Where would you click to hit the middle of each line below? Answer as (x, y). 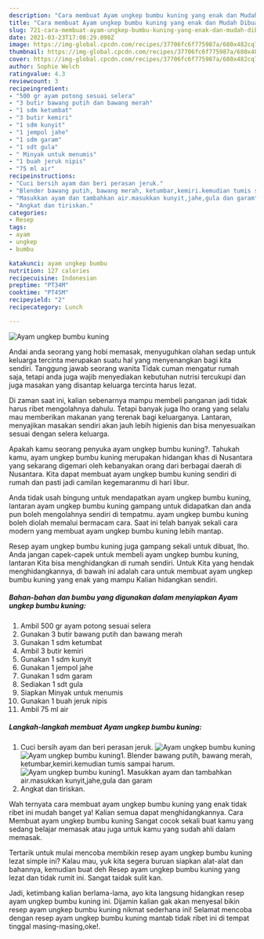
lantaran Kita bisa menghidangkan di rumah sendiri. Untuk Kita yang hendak (132, 563)
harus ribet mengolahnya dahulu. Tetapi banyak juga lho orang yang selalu (129, 409)
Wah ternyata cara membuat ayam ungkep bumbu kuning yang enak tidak (128, 804)
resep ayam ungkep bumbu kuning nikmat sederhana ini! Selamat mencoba (130, 909)
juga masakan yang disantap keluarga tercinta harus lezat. (103, 385)
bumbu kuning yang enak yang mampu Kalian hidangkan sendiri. (113, 579)
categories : (28, 213)
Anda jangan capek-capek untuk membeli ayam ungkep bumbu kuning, (124, 554)
